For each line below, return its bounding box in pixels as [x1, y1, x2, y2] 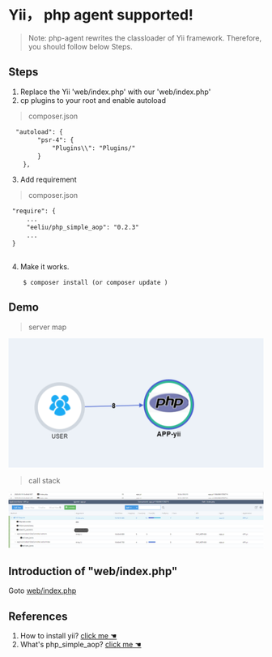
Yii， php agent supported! [8, 6, 194, 24]
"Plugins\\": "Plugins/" [51, 144, 136, 152]
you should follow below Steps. [28, 41, 133, 51]
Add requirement [19, 174, 77, 184]
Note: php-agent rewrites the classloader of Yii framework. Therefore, [28, 32, 262, 43]
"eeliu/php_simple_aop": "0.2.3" [26, 223, 139, 231]
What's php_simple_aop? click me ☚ [19, 640, 142, 650]
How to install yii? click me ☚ [19, 631, 117, 641]
